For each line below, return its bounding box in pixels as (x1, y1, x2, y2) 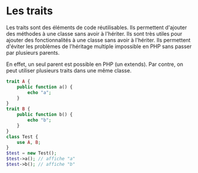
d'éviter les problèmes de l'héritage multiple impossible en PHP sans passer (6, 43, 192, 50)
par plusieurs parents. (6, 49, 60, 56)
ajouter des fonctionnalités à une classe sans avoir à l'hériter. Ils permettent (6, 36, 191, 43)
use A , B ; (17, 139, 41, 145)
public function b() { (17, 112, 73, 118)
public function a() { (17, 84, 73, 90)
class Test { (6, 134, 39, 140)
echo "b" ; (27, 117, 52, 123)
